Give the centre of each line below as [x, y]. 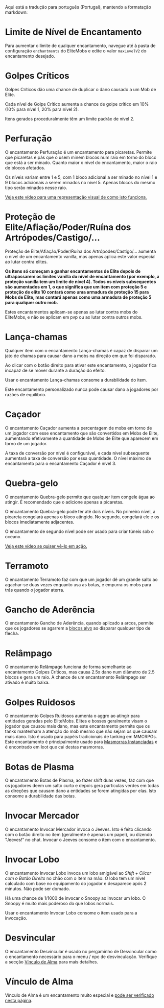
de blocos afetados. [25, 168]
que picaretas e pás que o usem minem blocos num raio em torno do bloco [81, 157]
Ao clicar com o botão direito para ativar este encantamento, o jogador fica [81, 365]
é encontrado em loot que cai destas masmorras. [55, 747]
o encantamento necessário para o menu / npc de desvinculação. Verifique [81, 957]
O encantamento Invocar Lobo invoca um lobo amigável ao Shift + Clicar [78, 873]
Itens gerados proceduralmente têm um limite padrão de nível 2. [70, 119]
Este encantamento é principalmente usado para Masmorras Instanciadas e [81, 742]
